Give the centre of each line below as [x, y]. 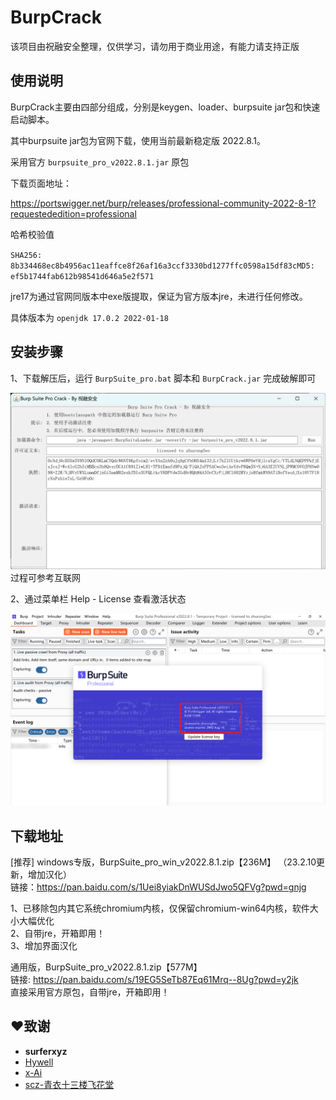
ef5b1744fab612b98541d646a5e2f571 [82, 276]
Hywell [39, 1062]
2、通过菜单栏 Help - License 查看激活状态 [98, 599]
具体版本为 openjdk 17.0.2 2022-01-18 [89, 317]
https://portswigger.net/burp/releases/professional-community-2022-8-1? [163, 203]
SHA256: [26, 255]
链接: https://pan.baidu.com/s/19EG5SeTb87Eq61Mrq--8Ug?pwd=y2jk [154, 980]
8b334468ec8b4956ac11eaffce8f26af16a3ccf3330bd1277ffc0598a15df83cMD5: [162, 266]
